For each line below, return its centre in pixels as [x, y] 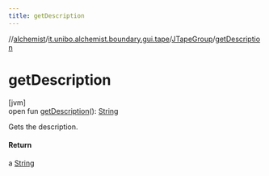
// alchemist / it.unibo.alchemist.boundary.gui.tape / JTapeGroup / [112, 39]
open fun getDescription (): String [63, 111]
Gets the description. [43, 127]
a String [21, 163]
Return [20, 145]
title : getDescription [46, 16]
